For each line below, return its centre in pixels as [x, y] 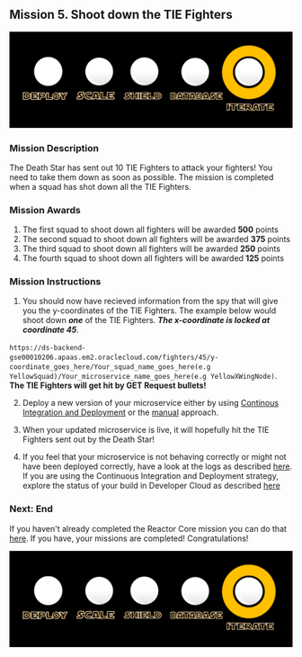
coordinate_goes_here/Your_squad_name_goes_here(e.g [110, 367]
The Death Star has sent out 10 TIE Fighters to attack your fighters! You [141, 167]
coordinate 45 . [50, 330]
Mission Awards [45, 210]
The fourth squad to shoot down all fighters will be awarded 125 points [153, 258]
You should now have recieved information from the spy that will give [150, 301]
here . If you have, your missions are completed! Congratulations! [129, 538]
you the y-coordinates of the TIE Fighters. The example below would [149, 310]
